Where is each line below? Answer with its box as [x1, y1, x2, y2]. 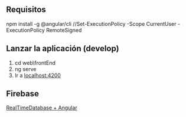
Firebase [6, 89, 40, 99]
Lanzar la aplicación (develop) [6, 44, 119, 54]
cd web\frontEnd [14, 59, 56, 66]
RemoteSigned [46, 26, 82, 34]
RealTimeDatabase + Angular [6, 104, 78, 111]
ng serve [14, 65, 37, 72]
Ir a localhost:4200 [14, 72, 61, 79]
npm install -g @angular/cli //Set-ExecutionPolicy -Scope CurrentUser [6, 20, 177, 27]
